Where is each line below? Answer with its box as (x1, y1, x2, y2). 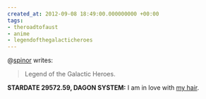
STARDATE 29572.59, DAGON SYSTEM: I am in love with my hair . (7, 83, 200, 92)
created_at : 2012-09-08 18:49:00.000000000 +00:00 (7, 10, 159, 18)
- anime (7, 30, 30, 37)
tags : (7, 17, 23, 24)
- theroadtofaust (7, 23, 59, 30)
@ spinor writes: (7, 56, 54, 64)
